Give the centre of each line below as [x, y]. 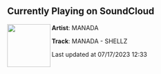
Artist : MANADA [75, 27]
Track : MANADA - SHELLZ [89, 41]
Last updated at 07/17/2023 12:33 [99, 54]
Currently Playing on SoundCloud [81, 11]
